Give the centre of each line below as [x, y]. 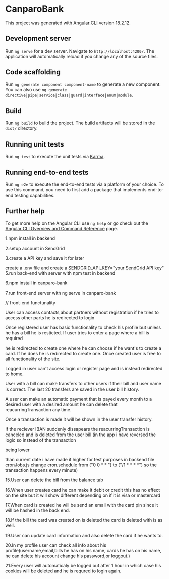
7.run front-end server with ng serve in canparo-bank [61, 293]
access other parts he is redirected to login [50, 318]
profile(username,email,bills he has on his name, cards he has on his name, [83, 550]
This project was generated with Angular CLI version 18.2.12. [68, 23]
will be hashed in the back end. [38, 510]
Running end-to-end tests [47, 172]
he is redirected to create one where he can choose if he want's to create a [83, 348]
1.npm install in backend [30, 238]
